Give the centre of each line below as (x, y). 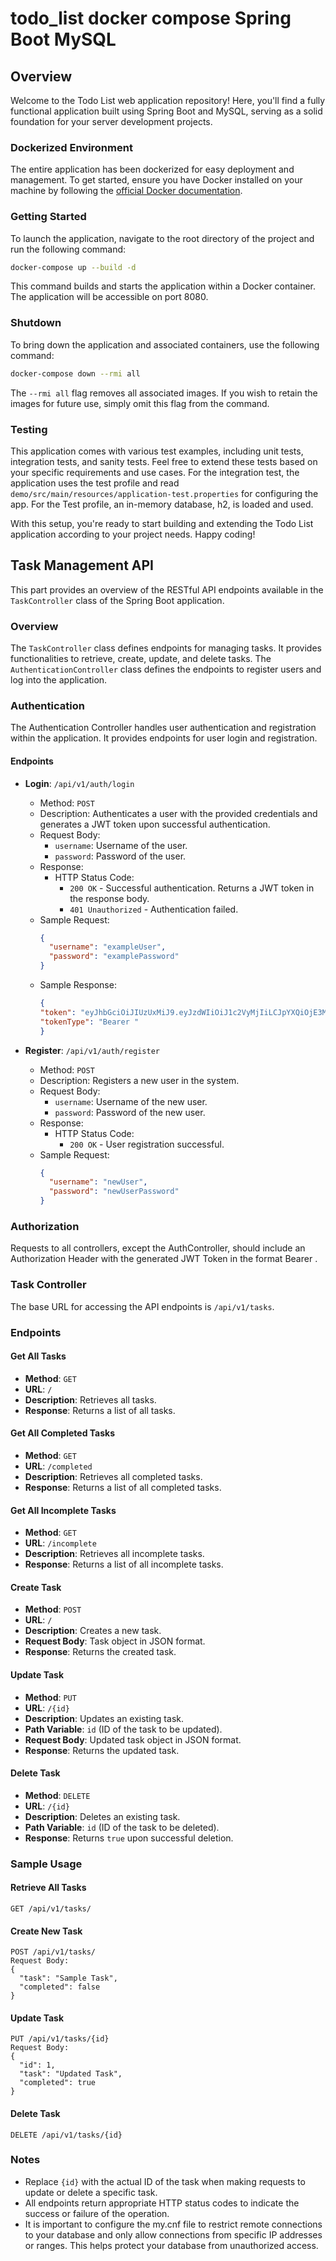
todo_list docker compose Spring (151, 18)
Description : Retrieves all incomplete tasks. (114, 1554)
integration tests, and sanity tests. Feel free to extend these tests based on (164, 461)
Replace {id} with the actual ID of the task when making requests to (165, 2181)
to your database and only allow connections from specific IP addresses (173, 2234)
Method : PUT (50, 1697)
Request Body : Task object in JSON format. (115, 1641)
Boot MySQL (63, 39)
